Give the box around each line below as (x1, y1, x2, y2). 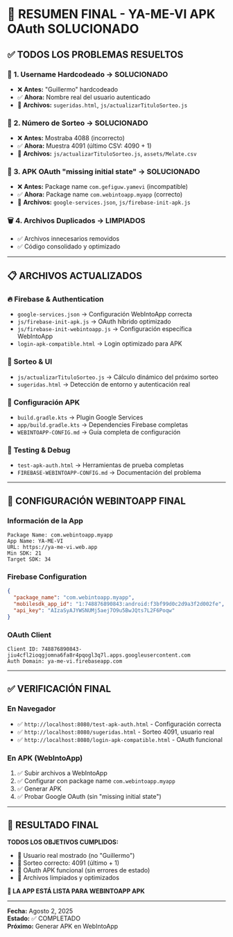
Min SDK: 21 (7, 550, 42, 557)
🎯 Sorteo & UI (7, 357, 53, 366)
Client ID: (7, 645, 39, 652)
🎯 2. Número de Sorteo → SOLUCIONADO (7, 118, 148, 128)
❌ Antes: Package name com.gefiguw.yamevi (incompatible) (17, 183, 189, 191)
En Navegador (7, 704, 56, 714)
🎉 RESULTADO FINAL (7, 819, 99, 832)
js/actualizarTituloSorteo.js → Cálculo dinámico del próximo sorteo (17, 373, 218, 381)
